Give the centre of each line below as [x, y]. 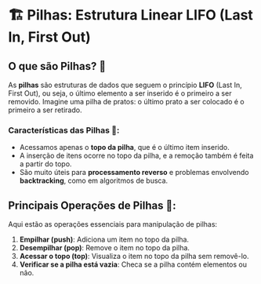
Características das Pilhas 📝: [64, 130]
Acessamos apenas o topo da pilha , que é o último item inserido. [124, 147]
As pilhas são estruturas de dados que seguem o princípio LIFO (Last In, [125, 85]
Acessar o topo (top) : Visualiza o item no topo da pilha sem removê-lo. [134, 257]
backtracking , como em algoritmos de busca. [94, 180]
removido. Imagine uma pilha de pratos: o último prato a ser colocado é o [126, 102]
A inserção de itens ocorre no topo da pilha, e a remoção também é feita [136, 156]
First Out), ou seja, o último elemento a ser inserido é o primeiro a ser [120, 93]
